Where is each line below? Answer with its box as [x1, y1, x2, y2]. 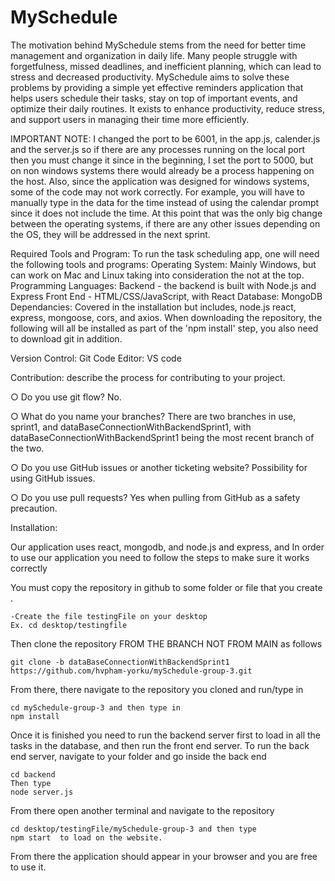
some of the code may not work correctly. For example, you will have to [10, 186, 305, 198]
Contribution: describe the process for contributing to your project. [10, 371, 286, 383]
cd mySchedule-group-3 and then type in [10, 702, 182, 713]
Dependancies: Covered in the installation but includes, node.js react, [10, 301, 297, 313]
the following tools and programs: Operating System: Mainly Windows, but [10, 258, 317, 270]
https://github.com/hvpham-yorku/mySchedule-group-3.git [10, 666, 253, 676]
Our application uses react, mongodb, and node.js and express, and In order [10, 541, 325, 553]
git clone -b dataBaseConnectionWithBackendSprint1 [10, 657, 230, 667]
